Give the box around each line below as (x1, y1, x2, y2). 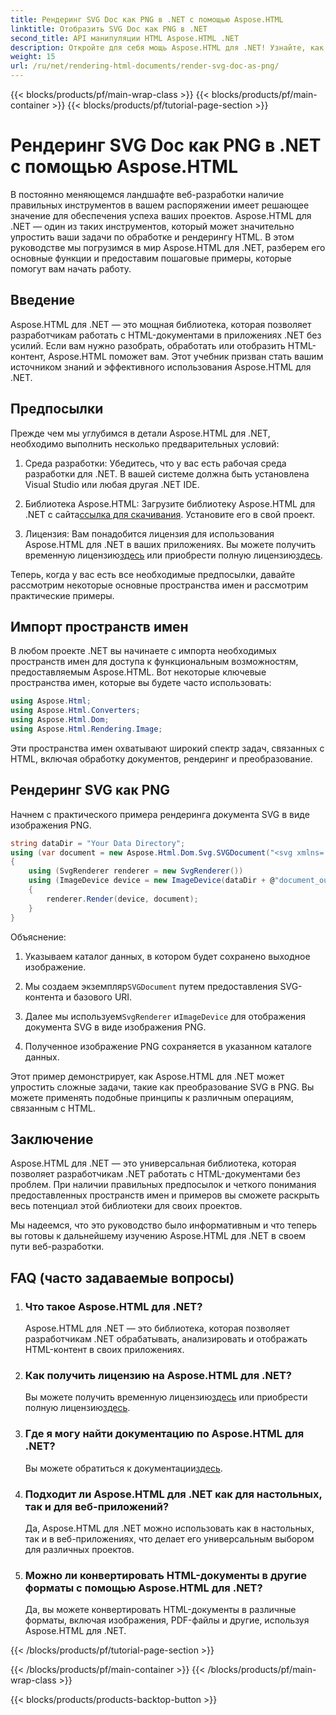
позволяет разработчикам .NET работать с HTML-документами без (10, 1168, 301, 1180)
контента (24, 991, 64, 1003)
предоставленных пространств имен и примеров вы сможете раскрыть (10, 1189, 320, 1201)
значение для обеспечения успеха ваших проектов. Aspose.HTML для (10, 209, 312, 221)
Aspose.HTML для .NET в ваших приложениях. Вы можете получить (24, 538, 317, 550)
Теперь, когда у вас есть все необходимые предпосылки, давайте (10, 568, 296, 580)
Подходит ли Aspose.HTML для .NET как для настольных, (24, 1487, 323, 1501)
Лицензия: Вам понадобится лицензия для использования (24, 527, 275, 540)
